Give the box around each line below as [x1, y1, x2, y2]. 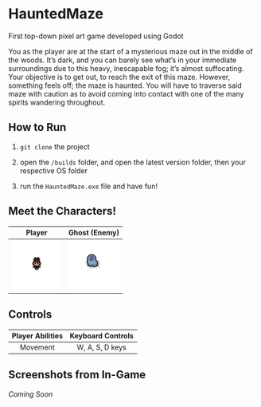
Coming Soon [8, 389, 53, 399]
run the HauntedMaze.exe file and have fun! [19, 181, 158, 191]
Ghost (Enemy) [68, 228, 119, 238]
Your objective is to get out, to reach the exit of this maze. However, [8, 72, 231, 81]
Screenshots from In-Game [8, 368, 146, 381]
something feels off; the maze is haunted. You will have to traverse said [8, 81, 242, 90]
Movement [19, 342, 56, 352]
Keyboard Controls [69, 331, 134, 341]
